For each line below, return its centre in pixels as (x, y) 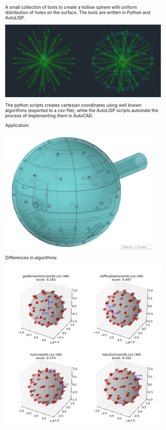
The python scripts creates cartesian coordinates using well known (73, 105)
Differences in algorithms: (31, 258)
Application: (17, 125)
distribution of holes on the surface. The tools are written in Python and (78, 12)
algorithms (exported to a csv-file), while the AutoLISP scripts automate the (82, 111)
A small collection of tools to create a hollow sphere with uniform (71, 7)
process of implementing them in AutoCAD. (49, 116)
